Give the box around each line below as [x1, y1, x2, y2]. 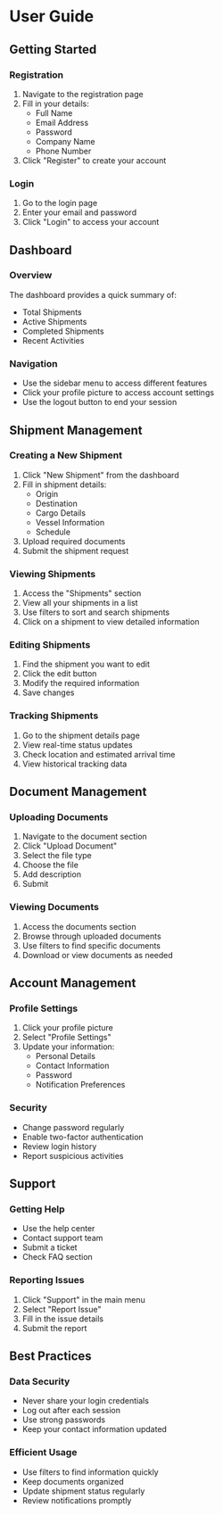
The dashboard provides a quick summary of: [9, 289, 177, 300]
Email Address [35, 117, 89, 128]
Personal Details [35, 1051, 96, 1062]
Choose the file [21, 859, 78, 871]
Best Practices [9, 1349, 92, 1364]
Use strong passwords [21, 1414, 105, 1425]
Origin [35, 488, 59, 499]
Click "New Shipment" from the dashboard [21, 469, 180, 480]
